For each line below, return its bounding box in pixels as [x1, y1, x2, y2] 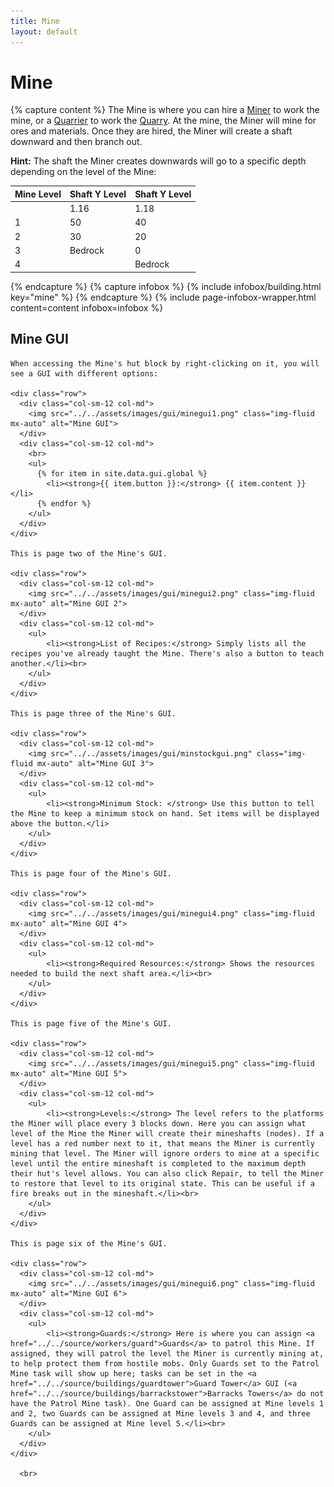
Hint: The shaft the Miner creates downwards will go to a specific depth [10, 155, 307, 167]
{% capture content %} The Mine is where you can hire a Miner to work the [10, 104, 320, 116]
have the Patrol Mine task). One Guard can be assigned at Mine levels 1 [10, 1398, 325, 1409]
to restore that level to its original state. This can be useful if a [10, 1178, 315, 1189]
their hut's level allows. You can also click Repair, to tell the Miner [10, 1168, 325, 1179]
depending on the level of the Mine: [10, 166, 157, 178]
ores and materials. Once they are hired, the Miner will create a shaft [10, 125, 293, 137]
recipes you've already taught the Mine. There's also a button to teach [10, 648, 325, 659]
